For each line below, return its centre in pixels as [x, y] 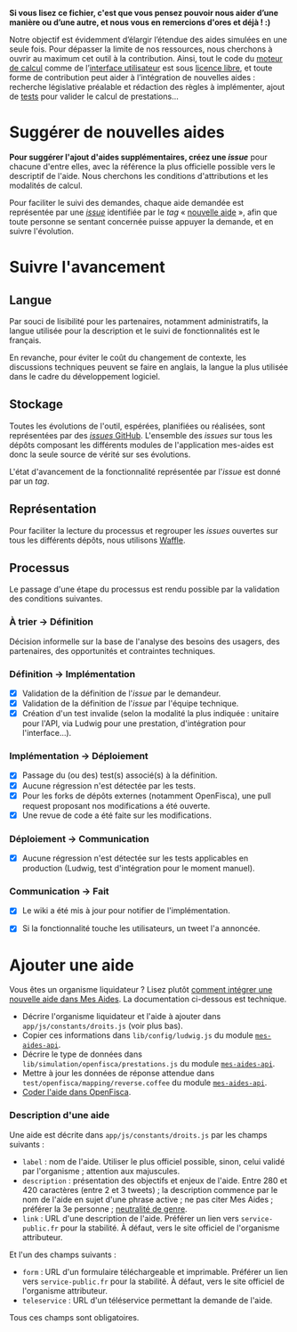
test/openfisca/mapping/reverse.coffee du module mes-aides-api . [144, 1083]
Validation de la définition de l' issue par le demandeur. [121, 693]
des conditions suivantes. [56, 599]
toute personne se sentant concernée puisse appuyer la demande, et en [141, 221]
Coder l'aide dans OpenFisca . [76, 1092]
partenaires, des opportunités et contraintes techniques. [112, 650]
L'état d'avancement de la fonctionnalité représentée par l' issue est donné [145, 471]
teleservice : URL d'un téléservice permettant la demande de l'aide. [147, 1300]
